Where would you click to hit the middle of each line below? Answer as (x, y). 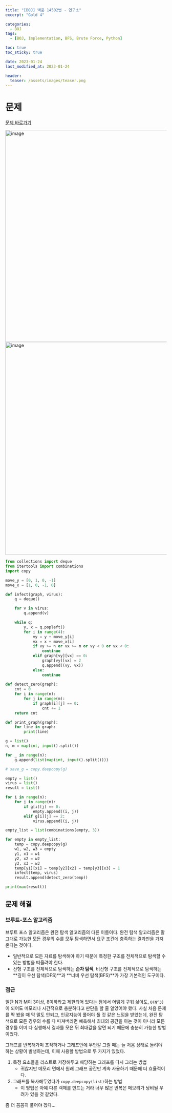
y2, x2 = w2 (27, 859)
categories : (18, 24)
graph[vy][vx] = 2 (61, 661)
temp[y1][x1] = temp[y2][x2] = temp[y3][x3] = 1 (67, 868)
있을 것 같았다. (44, 1094)
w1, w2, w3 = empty (35, 849)
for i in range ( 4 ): (45, 632)
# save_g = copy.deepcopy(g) (36, 769)
